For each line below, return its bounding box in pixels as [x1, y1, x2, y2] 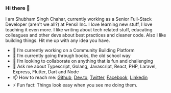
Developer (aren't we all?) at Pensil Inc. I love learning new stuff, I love [5, 21, 153, 27]
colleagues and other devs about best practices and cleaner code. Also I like [5, 32, 166, 38]
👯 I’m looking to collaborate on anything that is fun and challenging [12, 58, 153, 64]
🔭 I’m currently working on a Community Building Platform [12, 48, 135, 54]
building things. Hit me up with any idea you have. [5, 37, 110, 43]
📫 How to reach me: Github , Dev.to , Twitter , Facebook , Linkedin [12, 74, 148, 80]
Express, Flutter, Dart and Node [12, 69, 79, 75]
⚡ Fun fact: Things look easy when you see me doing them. [12, 82, 138, 88]
